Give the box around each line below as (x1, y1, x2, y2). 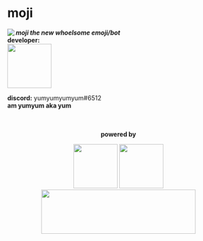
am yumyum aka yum (7, 101, 72, 110)
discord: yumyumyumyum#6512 (7, 93, 102, 102)
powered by (100, 129, 137, 139)
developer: (7, 35, 40, 44)
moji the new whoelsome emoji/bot (16, 28, 121, 37)
